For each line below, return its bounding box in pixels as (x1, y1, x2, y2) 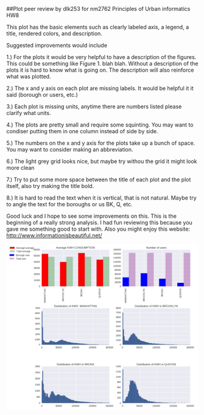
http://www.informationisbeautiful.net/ (6, 232, 102, 239)
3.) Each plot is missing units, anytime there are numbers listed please (6, 103, 182, 110)
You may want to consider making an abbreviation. (6, 146, 133, 153)
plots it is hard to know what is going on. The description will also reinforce (6, 66, 194, 74)
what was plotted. (6, 73, 51, 80)
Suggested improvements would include (6, 42, 108, 49)
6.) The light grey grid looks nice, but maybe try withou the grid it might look (6, 158, 197, 165)
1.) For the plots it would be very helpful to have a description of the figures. (6, 54, 197, 60)
